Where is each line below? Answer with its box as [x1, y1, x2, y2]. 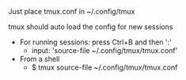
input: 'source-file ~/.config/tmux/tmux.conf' [31, 46, 178, 55]
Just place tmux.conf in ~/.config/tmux [8, 7, 135, 16]
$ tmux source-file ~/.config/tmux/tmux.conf [31, 63, 178, 72]
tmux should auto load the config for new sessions [8, 22, 173, 31]
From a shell [19, 55, 60, 63]
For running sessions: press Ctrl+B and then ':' [19, 37, 172, 47]
